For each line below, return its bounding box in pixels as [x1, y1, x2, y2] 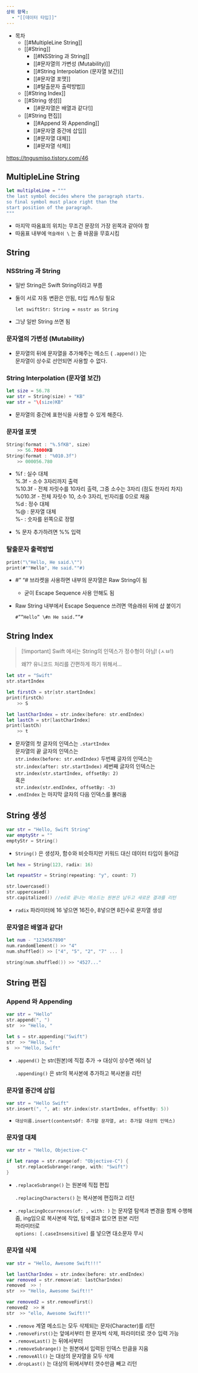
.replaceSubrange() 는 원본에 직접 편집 [15, 1181, 110, 1188]
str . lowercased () [6, 884, 50, 890]
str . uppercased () [6, 889, 50, 895]
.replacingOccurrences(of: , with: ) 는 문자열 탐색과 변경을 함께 [15, 1206, 177, 1214]
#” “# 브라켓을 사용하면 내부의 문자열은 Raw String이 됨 [15, 577, 147, 584]
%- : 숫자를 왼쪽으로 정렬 [15, 515, 74, 523]
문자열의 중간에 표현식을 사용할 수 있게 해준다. [15, 411, 124, 418]
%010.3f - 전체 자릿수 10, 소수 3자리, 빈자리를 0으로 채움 [15, 493, 150, 500]
